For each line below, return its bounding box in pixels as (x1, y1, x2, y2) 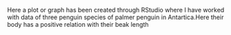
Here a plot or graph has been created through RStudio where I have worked (7, 6, 225, 14)
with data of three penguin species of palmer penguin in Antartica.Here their (7, 13, 224, 21)
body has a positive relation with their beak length (7, 21, 150, 28)
